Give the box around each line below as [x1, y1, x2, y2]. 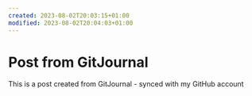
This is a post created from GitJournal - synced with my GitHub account [8, 79, 244, 89]
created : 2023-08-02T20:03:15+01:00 [8, 11, 130, 20]
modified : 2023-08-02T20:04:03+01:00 [8, 19, 134, 27]
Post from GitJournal [8, 53, 149, 71]
